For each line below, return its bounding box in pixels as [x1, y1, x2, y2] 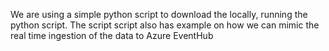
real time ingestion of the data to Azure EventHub [10, 30, 214, 41]
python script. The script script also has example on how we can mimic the [10, 19, 320, 31]
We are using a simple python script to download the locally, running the [10, 9, 308, 20]
